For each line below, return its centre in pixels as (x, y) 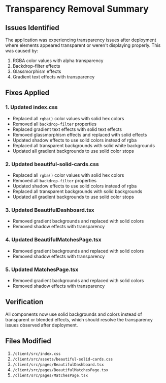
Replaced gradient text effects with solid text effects (67, 129)
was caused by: (22, 51)
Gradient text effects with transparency (54, 77)
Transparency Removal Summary (77, 9)
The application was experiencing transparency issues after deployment (81, 40)
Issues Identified (32, 28)
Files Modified (28, 341)
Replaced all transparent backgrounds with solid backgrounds (77, 191)
